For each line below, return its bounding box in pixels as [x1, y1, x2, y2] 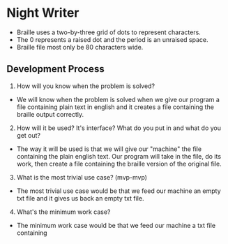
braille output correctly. [16, 110, 84, 118]
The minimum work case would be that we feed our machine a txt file [16, 221, 216, 229]
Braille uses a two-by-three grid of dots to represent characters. [16, 28, 202, 36]
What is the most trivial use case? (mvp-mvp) [16, 173, 148, 181]
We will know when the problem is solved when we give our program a [16, 95, 220, 103]
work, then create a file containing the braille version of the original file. [16, 159, 222, 168]
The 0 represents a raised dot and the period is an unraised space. [16, 35, 208, 43]
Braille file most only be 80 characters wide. [16, 43, 144, 51]
